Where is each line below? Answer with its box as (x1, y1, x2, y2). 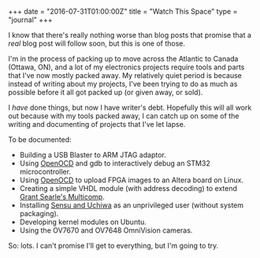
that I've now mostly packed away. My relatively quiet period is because (8, 71, 242, 80)
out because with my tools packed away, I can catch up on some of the (8, 111, 240, 121)
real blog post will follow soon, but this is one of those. (8, 39, 186, 48)
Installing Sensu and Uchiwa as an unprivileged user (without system (19, 200, 244, 210)
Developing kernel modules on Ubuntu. (19, 217, 147, 226)
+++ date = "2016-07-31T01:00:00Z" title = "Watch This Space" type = (8, 7, 238, 16)
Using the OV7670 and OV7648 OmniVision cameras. (19, 226, 193, 235)
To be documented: (8, 135, 72, 144)
